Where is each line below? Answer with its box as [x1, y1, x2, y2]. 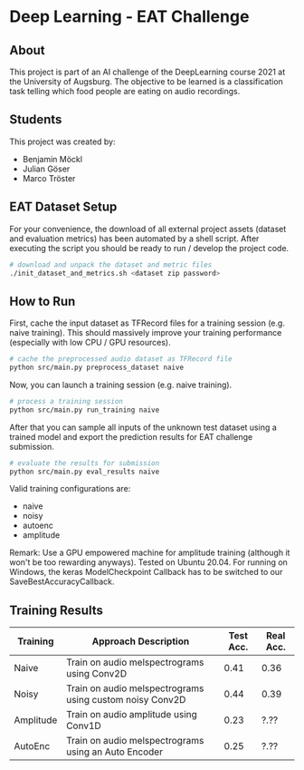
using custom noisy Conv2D [66, 694, 186, 707]
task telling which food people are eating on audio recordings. [9, 86, 241, 96]
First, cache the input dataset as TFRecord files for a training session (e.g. [9, 317, 285, 328]
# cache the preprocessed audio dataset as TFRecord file [9, 355, 233, 364]
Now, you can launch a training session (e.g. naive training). [9, 379, 233, 390]
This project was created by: [9, 136, 116, 147]
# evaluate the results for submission [9, 458, 160, 468]
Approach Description [91, 635, 190, 648]
